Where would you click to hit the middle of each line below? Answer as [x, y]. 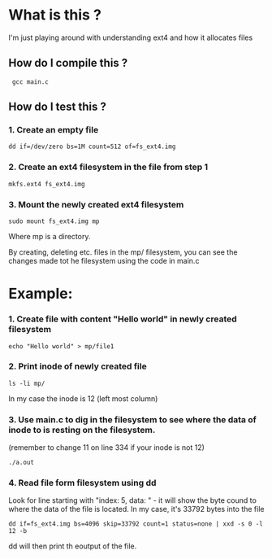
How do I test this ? [58, 107]
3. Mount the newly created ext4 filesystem [96, 204]
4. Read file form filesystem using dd [82, 483]
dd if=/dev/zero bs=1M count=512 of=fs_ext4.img [92, 147]
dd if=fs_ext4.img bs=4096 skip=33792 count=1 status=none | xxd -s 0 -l [136, 524]
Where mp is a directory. [50, 237]
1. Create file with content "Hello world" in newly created [123, 319]
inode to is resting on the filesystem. [82, 430]
